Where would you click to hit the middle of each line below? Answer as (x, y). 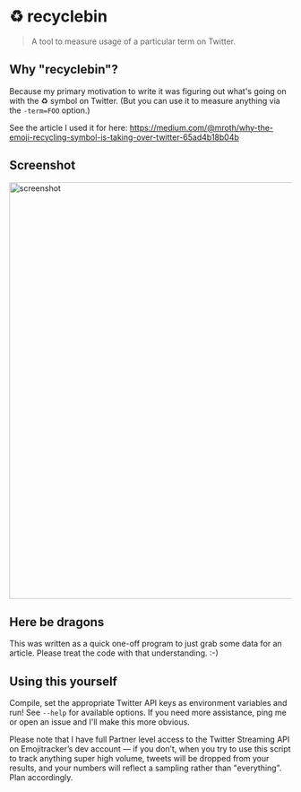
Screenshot (43, 165)
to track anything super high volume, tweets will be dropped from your (139, 759)
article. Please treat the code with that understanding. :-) (114, 653)
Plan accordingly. (41, 778)
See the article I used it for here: (69, 127)
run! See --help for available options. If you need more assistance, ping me (148, 713)
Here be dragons (57, 622)
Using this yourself (64, 681)
